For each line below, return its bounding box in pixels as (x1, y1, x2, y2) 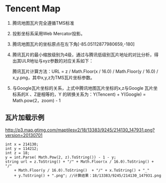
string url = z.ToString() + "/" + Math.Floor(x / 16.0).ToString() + (5, 159, 154, 164)
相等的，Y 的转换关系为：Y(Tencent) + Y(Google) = (41, 91, 146, 97)
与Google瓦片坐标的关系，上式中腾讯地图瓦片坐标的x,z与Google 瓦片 (12, 85, 154, 91)
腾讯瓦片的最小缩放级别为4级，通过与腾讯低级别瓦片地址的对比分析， (12, 52, 155, 58)
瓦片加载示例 (5, 114, 45, 122)
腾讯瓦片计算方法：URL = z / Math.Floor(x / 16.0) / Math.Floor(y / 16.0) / (12, 68, 159, 74)
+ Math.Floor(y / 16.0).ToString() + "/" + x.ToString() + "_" (14, 168, 150, 173)
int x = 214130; (5, 142, 39, 147)
